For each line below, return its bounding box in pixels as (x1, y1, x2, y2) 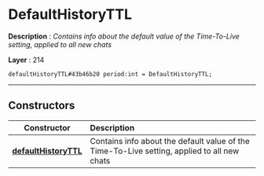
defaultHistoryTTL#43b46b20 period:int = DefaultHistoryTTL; (8, 70, 213, 78)
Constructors (8, 99, 75, 112)
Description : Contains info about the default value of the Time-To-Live (8, 31, 240, 41)
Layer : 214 (8, 55, 45, 64)
